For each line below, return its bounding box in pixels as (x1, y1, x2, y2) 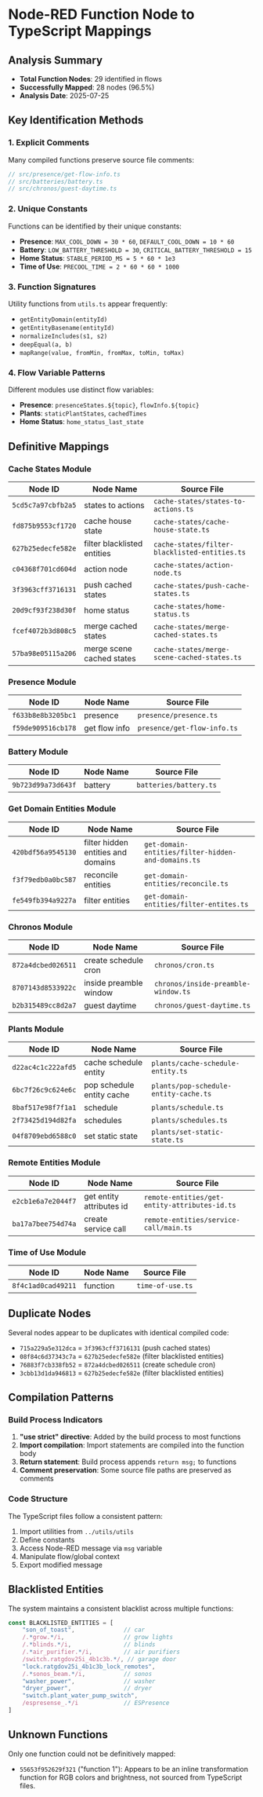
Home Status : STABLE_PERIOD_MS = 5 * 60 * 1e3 (19, 253, 176, 262)
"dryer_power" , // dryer (22, 1685, 153, 1693)
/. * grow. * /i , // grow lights (22, 1634, 174, 1641)
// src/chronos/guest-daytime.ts (8, 185, 117, 193)
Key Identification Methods (8, 114, 144, 127)
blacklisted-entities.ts (153, 547, 247, 557)
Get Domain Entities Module (8, 803, 117, 814)
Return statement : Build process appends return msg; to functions (19, 1457, 237, 1466)
